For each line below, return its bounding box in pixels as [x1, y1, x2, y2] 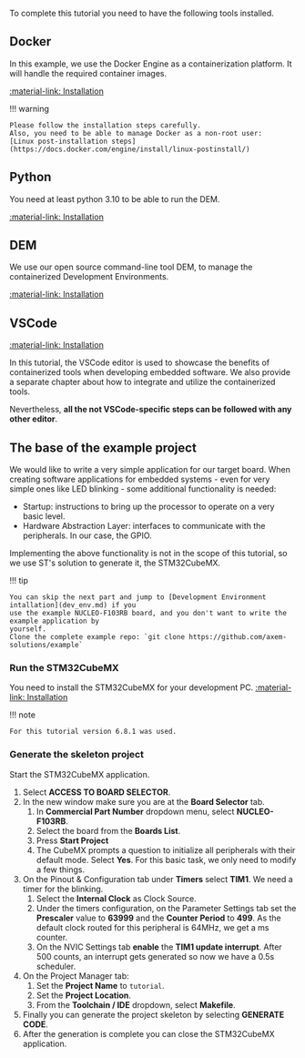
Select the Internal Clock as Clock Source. [36, 892, 198, 904]
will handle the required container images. [9, 67, 168, 78]
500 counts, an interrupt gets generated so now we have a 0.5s [36, 951, 275, 961]
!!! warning [9, 103, 50, 114]
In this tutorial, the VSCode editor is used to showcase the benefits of [9, 357, 270, 368]
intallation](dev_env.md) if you [9, 601, 137, 610]
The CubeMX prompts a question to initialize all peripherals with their [36, 844, 296, 855]
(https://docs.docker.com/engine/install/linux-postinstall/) [9, 145, 250, 154]
